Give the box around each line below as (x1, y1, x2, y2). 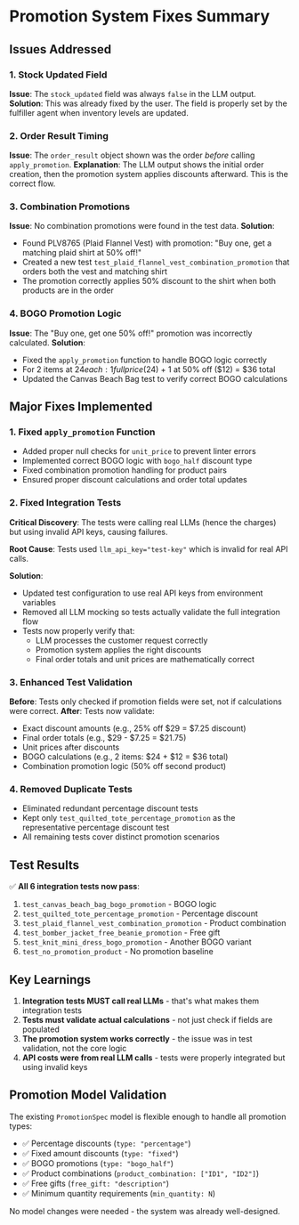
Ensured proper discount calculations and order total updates (21, 475, 247, 485)
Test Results (9, 857, 80, 872)
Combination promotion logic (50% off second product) (21, 761, 227, 772)
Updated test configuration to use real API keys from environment (21, 588, 263, 598)
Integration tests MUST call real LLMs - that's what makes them (21, 995, 260, 1006)
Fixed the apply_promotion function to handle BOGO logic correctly (21, 354, 267, 365)
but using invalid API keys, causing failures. (9, 526, 168, 537)
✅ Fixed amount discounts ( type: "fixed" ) (21, 1148, 180, 1158)
